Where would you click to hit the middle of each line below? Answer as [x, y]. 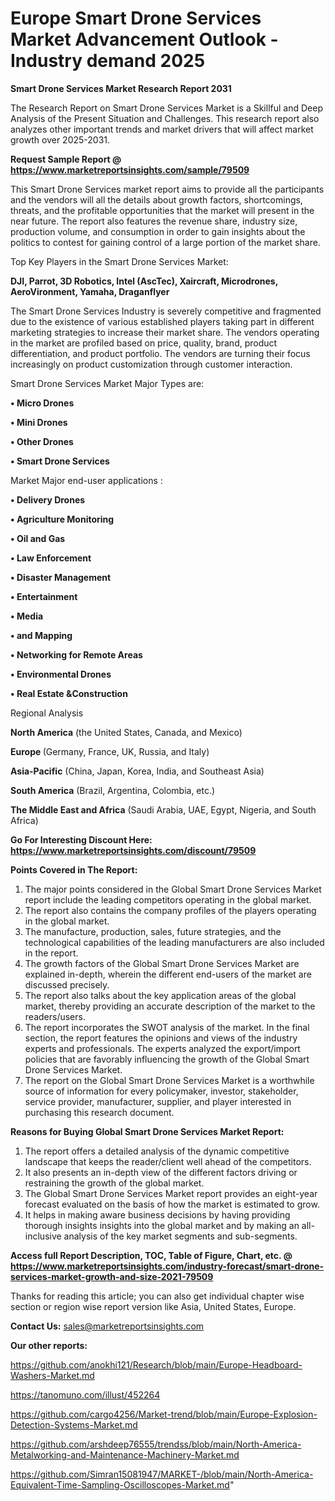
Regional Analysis [47, 713]
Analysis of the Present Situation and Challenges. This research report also [165, 118]
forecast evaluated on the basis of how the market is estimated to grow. [172, 1204]
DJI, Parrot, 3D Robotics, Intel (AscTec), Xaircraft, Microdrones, [144, 281]
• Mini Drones [39, 422]
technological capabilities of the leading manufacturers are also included [174, 942]
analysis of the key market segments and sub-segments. [180, 1236]
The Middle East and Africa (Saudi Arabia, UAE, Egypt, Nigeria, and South [163, 809]
